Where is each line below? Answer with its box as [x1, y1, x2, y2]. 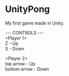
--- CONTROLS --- [5, 29, 44, 35]
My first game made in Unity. [5, 20, 65, 26]
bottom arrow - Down [5, 66, 49, 72]
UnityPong [5, 3, 50, 15]
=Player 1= [5, 35, 27, 41]
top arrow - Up [5, 60, 36, 66]
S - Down [5, 45, 25, 51]
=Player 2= [5, 55, 28, 61]
